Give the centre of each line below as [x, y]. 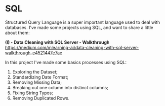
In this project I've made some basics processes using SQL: [66, 62]
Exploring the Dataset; [35, 71]
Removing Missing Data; [37, 82]
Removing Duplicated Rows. [41, 98]
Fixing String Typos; [33, 93]
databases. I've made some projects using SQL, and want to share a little [79, 27]
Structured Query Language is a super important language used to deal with [82, 22]
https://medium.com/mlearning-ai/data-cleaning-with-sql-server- [72, 47]
